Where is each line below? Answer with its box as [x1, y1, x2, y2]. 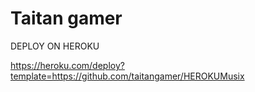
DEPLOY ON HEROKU [10, 40, 100, 52]
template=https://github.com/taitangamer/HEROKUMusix [10, 70, 245, 82]
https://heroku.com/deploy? [10, 59, 125, 71]
